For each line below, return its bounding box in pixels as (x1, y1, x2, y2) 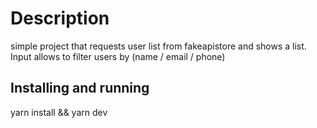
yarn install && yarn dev (10, 106, 108, 118)
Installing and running (10, 80, 150, 97)
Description (10, 7, 110, 30)
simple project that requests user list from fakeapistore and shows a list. (10, 40, 307, 52)
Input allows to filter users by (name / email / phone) (10, 50, 226, 62)
